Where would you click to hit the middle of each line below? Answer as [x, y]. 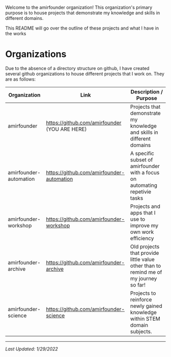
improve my [144, 225]
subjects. [141, 331]
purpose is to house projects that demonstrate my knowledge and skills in [83, 13]
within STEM [145, 319]
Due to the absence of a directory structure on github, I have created [77, 68]
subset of [141, 159]
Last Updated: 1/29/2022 [32, 349]
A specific [142, 153]
